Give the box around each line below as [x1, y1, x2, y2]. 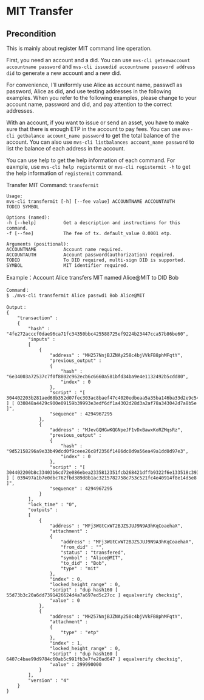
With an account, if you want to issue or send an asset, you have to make [6, 119, 189, 126]
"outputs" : [28, 507, 59, 513]
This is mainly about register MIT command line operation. [6, 44, 152, 52]
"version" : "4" [28, 677, 69, 684]
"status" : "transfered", [60, 550, 126, 556]
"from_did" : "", [60, 544, 104, 550]
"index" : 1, [49, 640, 83, 646]
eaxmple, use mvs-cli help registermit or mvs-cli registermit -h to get [6, 163, 191, 170]
